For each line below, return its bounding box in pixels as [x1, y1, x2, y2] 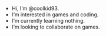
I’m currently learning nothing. [11, 17, 85, 24]
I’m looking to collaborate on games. [11, 23, 100, 30]
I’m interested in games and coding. [11, 11, 99, 18]
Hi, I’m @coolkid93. [11, 5, 59, 12]
